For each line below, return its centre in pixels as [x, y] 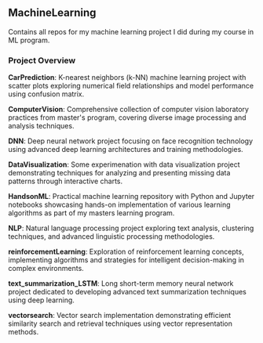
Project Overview [42, 60]
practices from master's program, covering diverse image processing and [127, 117]
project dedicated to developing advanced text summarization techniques [128, 292]
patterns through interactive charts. [66, 181]
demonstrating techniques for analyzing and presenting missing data [119, 173]
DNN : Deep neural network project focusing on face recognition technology [131, 141]
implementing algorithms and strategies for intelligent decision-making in [126, 260]
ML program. [29, 40]
